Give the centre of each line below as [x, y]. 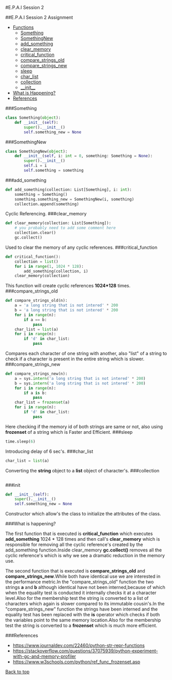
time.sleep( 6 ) [21, 442]
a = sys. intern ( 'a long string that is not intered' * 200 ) [80, 378]
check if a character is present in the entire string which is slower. [75, 359]
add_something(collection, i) [56, 271]
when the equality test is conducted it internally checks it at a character [81, 593]
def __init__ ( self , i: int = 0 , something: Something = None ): [84, 156]
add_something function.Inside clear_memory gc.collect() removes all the [84, 550]
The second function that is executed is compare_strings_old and [75, 571]
